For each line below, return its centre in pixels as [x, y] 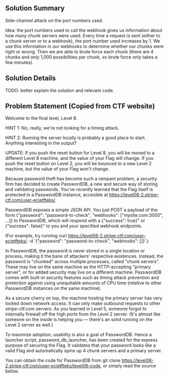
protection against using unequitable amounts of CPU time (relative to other [83, 283]
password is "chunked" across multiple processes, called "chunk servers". [82, 262]
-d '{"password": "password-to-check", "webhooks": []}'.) [89, 241]
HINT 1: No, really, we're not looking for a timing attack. [62, 128]
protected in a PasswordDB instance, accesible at [57, 195]
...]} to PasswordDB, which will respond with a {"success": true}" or [75, 221]
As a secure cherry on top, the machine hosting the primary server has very [84, 298]
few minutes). [19, 62]
